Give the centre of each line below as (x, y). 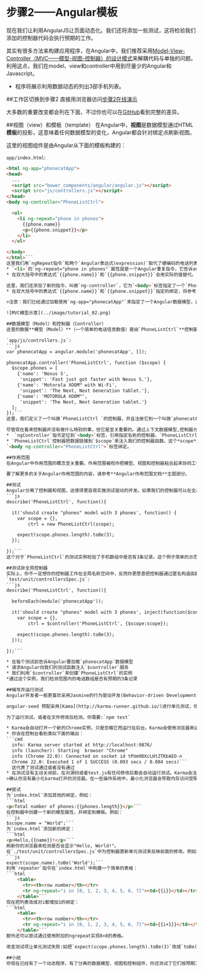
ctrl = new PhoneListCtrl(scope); (71, 524)
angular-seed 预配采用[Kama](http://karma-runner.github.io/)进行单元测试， (100, 706)
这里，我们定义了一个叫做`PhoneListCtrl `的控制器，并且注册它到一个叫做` (90, 419)
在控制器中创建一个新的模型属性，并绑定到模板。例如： (65, 812)
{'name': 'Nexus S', (43, 374)
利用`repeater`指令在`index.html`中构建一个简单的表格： (72, 869)
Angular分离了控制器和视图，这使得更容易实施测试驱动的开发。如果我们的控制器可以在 (99, 491)
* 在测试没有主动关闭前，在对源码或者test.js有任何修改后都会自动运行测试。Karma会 (99, 773)
